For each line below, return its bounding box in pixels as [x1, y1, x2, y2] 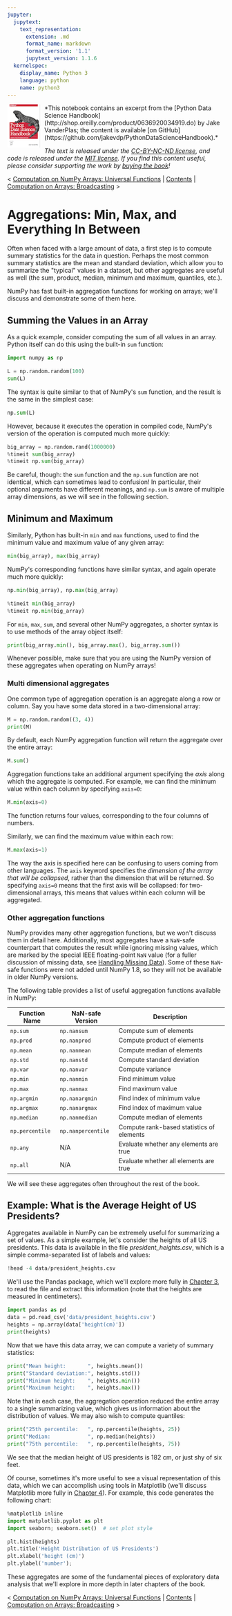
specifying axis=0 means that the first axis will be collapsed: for [7, 881, 188, 890]
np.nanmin [59, 1076, 88, 1083]
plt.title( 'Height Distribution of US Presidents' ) [7, 1545, 159, 1552]
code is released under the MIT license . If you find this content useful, [7, 154, 206, 163]
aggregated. [7, 896, 42, 904]
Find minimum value [118, 1075, 176, 1083]
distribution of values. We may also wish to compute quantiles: [7, 1412, 185, 1420]
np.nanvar [59, 1066, 88, 1073]
